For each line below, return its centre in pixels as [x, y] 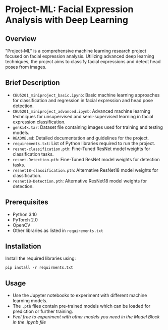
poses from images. [26, 67]
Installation [23, 246]
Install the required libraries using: [41, 258]
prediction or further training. [43, 311]
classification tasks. [33, 154]
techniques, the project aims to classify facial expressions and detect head [83, 61]
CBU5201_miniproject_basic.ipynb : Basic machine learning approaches [86, 95]
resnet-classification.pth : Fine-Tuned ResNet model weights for [81, 149]
